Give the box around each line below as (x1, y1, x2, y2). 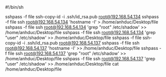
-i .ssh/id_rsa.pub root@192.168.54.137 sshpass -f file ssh (22, 40, 140, 46)
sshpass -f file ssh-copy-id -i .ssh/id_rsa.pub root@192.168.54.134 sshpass (5, 14, 159, 19)
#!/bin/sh (5, 4, 24, 10)
